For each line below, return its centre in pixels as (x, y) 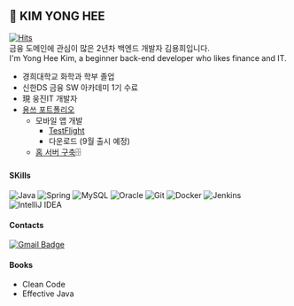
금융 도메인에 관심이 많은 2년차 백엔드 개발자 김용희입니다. (110, 48)
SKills (20, 176)
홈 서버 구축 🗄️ (58, 152)
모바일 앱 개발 (59, 120)
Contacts (27, 225)
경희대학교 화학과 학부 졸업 (68, 76)
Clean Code (44, 285)
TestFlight (66, 130)
